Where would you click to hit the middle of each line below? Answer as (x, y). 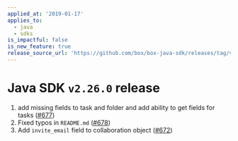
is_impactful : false (38, 40)
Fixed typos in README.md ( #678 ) (64, 122)
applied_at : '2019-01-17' (45, 14)
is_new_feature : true (39, 47)
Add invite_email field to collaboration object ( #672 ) (95, 130)
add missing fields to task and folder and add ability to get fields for (116, 107)
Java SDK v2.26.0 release (84, 88)
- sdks (23, 33)
